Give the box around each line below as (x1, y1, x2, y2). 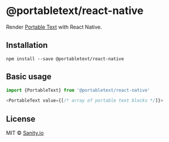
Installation (6, 40, 48, 50)
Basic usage (6, 72, 51, 82)
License (6, 114, 36, 124)
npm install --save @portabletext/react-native (6, 56, 125, 62)
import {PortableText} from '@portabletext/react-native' (6, 87, 150, 93)
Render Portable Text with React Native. (6, 23, 102, 30)
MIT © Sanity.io (6, 130, 44, 137)
